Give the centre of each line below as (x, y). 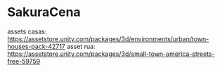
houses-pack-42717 (36, 46)
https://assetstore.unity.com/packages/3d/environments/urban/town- (108, 38)
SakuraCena (44, 12)
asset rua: (81, 46)
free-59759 (24, 61)
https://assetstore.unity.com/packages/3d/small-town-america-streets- (111, 54)
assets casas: (27, 31)
